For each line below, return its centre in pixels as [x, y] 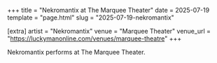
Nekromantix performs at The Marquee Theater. [76, 52]
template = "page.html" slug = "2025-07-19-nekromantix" [91, 17]
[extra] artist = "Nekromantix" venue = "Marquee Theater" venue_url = [109, 31]
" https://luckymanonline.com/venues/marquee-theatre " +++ [94, 38]
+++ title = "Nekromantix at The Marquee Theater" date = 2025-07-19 [108, 10]
